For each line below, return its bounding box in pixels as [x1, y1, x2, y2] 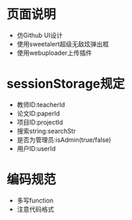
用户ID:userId [16, 144, 56, 153]
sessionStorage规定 [6, 76, 126, 92]
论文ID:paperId [16, 109, 60, 117]
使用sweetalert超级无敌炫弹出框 [16, 39, 110, 48]
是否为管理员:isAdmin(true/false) [16, 135, 112, 144]
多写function [16, 196, 54, 205]
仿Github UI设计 [16, 31, 63, 39]
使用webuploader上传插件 [16, 48, 93, 57]
